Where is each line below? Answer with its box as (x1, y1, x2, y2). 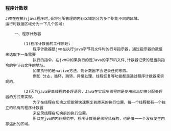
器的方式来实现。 (5, 94, 36, 99)
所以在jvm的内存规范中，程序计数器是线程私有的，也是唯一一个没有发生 (32, 116, 161, 121)
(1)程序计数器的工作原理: (23, 41, 71, 46)
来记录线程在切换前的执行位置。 (32, 111, 90, 116)
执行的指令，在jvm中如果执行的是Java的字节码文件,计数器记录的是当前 (32, 58, 162, 63)
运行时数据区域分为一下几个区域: (5, 21, 65, 27)
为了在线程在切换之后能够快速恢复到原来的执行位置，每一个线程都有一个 (32, 100, 162, 105)
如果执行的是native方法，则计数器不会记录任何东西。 (32, 68, 130, 73)
